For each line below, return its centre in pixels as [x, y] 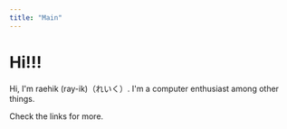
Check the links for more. [57, 116]
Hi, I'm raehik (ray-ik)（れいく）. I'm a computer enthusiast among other [144, 88]
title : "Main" [36, 18]
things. [22, 98]
